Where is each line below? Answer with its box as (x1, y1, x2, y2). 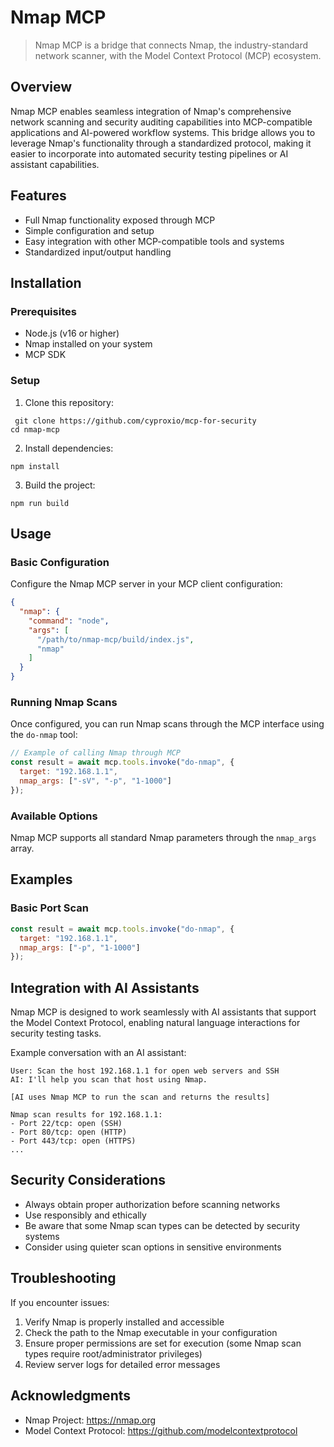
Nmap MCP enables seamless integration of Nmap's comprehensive (10, 105, 292, 117)
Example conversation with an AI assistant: (10, 1047, 187, 1059)
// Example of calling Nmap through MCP (10, 748, 182, 758)
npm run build (10, 498, 70, 508)
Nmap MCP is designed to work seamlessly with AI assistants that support (10, 1006, 317, 1018)
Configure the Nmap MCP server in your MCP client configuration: (10, 578, 283, 590)
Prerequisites (10, 304, 77, 318)
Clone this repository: (24, 396, 114, 408)
